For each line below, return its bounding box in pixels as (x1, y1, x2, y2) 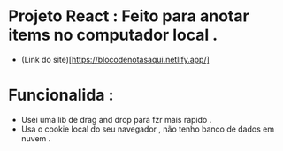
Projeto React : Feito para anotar (8, 6, 249, 26)
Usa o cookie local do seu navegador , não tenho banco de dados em (20, 124, 275, 134)
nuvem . (20, 132, 51, 143)
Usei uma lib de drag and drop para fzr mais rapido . (20, 114, 212, 125)
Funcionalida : (8, 86, 114, 105)
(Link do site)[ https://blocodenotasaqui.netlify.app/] (20, 54, 210, 64)
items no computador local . (8, 25, 218, 45)
